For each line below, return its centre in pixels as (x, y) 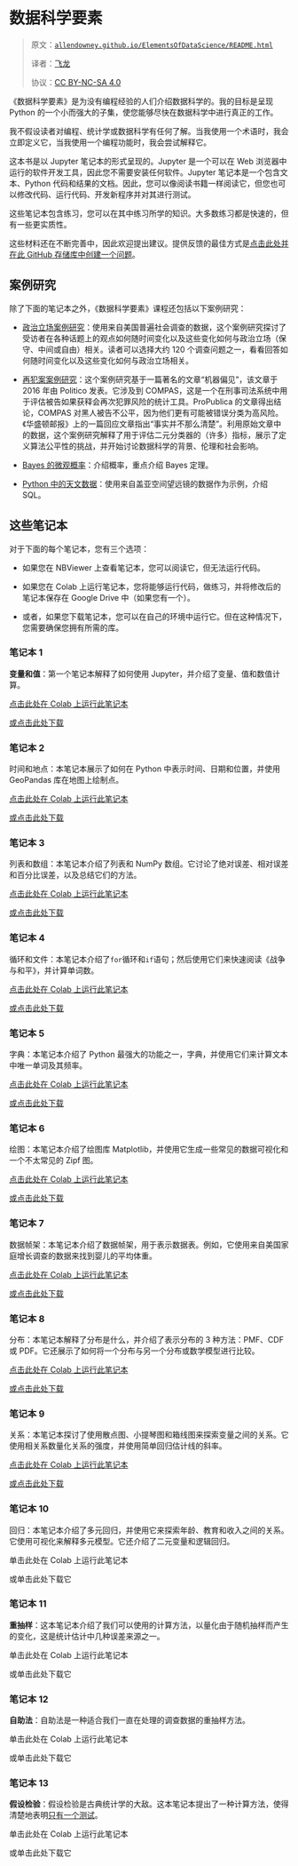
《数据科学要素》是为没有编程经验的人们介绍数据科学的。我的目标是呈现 (141, 101)
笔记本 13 (29, 1783)
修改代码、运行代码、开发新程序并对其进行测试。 (106, 194)
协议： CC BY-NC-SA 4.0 (76, 82)
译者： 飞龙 (51, 63)
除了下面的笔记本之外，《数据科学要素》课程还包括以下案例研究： (128, 308)
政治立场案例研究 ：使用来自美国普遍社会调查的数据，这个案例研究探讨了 (154, 327)
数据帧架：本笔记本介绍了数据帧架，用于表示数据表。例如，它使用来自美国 (145, 1244)
